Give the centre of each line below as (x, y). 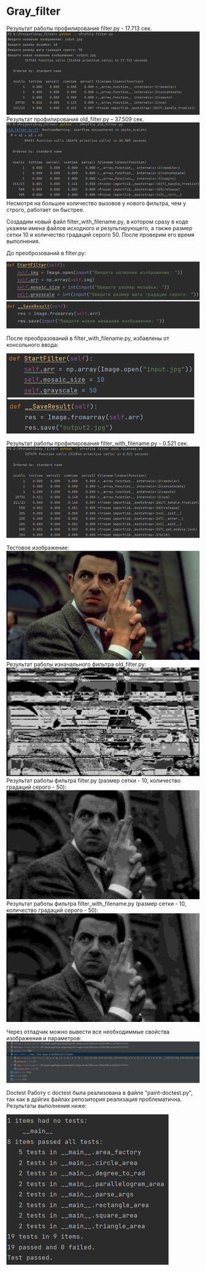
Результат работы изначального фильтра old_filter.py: (76, 664)
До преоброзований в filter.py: (46, 253)
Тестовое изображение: (38, 548)
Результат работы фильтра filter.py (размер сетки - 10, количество (93, 781)
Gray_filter (33, 11)
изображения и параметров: (44, 1038)
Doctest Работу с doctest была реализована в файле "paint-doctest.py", (100, 1093)
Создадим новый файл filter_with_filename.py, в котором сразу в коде (97, 222)
